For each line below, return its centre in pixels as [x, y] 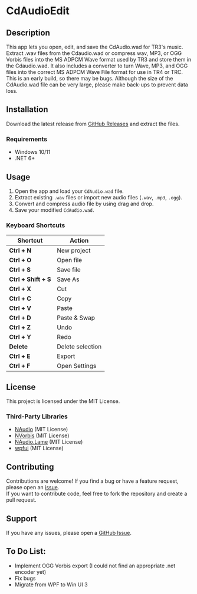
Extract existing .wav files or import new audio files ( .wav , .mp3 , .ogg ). [98, 197]
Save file [69, 270]
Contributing [30, 467]
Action [79, 241]
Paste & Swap [76, 318]
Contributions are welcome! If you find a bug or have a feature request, [92, 481]
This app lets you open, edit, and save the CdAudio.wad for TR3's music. [95, 47]
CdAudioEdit [38, 11]
